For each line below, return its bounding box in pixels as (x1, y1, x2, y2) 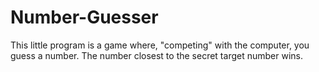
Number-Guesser (10, 6, 159, 29)
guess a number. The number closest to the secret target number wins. (10, 49, 303, 61)
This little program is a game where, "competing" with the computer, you (10, 39, 310, 51)
